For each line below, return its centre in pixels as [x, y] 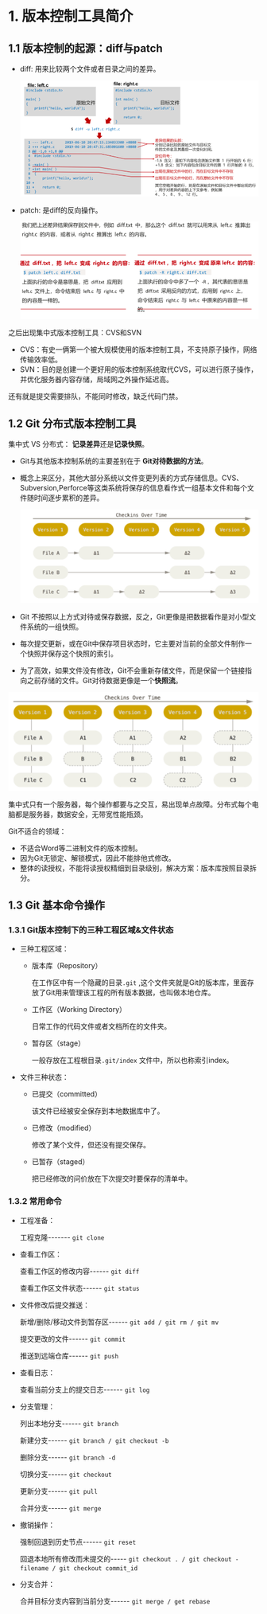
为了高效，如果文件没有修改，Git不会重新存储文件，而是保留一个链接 [132, 670]
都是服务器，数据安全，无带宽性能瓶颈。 [81, 814]
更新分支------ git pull [58, 1491]
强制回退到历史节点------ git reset [78, 1542]
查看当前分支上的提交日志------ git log [85, 1389]
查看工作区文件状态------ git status [79, 1288]
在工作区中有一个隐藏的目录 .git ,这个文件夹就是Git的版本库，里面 [139, 983]
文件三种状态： [44, 1077]
